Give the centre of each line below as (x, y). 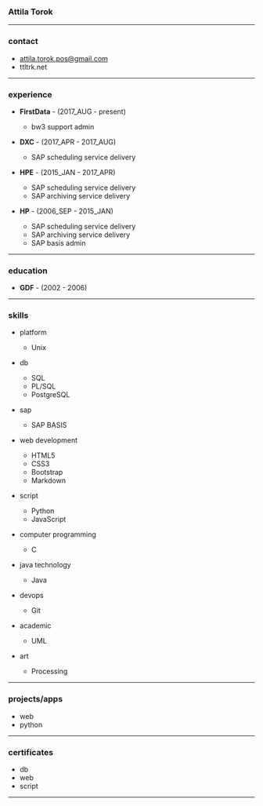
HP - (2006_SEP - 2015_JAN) (66, 211)
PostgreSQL (50, 395)
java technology (45, 565)
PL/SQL (43, 386)
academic (36, 625)
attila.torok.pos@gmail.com (63, 58)
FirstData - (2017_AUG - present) (73, 111)
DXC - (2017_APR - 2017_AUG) (68, 142)
